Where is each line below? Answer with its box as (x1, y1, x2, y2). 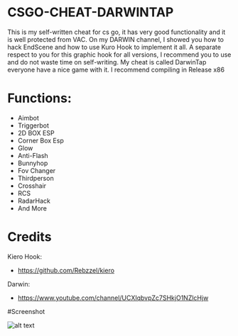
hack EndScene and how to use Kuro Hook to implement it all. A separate (7, 43, 222, 51)
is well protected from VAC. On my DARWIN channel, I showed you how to (7, 35, 224, 43)
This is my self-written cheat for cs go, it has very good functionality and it (7, 28, 226, 36)
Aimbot (17, 113, 39, 122)
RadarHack (17, 196, 51, 205)
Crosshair (17, 181, 47, 190)
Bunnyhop (17, 159, 48, 167)
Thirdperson (17, 174, 55, 182)
